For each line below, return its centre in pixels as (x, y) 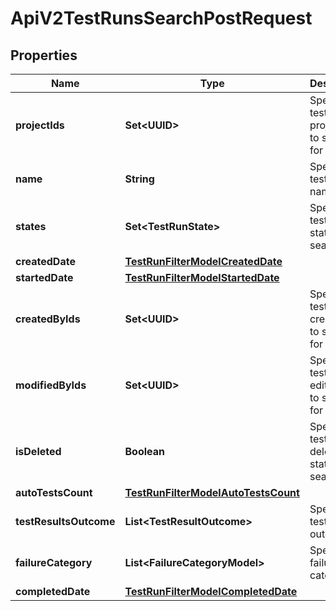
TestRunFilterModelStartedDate (202, 277)
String (139, 179)
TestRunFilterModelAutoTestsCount (212, 492)
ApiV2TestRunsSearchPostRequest (161, 18)
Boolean (144, 451)
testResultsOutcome (65, 521)
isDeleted (38, 451)
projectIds (40, 125)
